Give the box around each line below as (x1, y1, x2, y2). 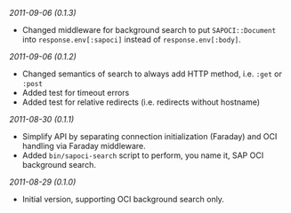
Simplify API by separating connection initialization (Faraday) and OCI (21, 131, 278, 141)
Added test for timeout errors (21, 88, 130, 98)
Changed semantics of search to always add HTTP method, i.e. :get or (21, 68, 282, 79)
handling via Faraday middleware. (21, 141, 147, 151)
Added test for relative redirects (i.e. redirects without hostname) (21, 97, 261, 107)
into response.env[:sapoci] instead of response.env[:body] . (21, 35, 242, 44)
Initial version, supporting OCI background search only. (21, 194, 225, 204)
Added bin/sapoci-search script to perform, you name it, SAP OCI (21, 150, 264, 161)
